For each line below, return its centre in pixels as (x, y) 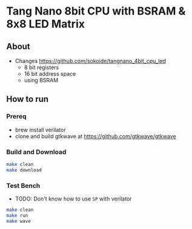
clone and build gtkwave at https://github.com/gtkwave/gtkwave (96, 136)
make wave (19, 221)
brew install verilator (40, 130)
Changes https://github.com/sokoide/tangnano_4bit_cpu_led (91, 61)
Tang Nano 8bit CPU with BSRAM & (96, 11)
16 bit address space (50, 74)
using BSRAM (41, 80)
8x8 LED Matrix (45, 24)
